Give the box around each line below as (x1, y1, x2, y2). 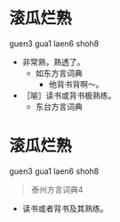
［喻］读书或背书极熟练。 (21, 90, 116, 101)
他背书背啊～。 (48, 78, 104, 89)
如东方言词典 (35, 68, 83, 78)
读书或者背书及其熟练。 (21, 202, 108, 214)
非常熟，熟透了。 (21, 56, 85, 67)
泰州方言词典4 (30, 184, 84, 194)
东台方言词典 (35, 101, 83, 111)
